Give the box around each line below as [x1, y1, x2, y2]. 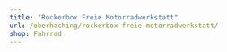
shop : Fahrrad [9, 29, 63, 38]
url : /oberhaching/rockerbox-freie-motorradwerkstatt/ [9, 21, 219, 30]
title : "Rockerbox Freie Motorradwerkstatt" [9, 12, 179, 22]
